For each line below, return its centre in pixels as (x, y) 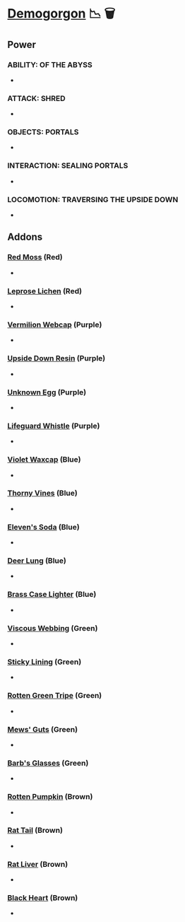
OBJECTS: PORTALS (43, 132)
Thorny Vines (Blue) (42, 494)
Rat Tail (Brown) (35, 830)
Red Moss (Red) (35, 257)
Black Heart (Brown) (43, 898)
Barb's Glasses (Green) (48, 763)
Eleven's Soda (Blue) (43, 527)
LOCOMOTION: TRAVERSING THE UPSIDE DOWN (93, 199)
